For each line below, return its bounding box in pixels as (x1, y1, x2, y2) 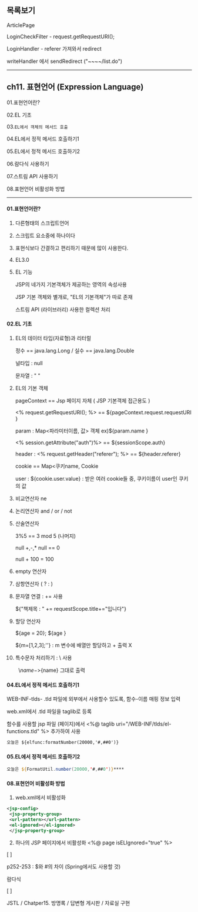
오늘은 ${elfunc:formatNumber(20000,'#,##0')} (6, 740, 119, 745)
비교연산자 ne (15, 495, 47, 502)
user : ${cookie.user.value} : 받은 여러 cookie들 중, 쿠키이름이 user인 (15, 475, 178, 482)
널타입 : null (15, 360, 43, 367)
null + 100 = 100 (15, 555, 55, 563)
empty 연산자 (15, 568, 47, 575)
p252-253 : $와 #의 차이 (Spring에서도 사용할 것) (6, 863, 121, 870)
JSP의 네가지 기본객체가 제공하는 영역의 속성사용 (15, 281, 127, 288)
